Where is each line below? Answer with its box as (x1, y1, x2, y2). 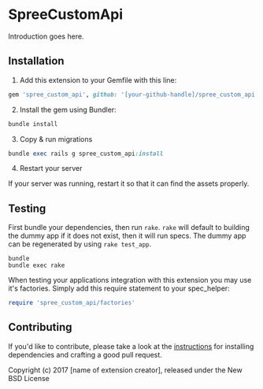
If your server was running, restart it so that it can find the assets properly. (8, 179, 250, 188)
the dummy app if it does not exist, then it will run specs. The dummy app (8, 231, 246, 241)
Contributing (8, 320, 72, 334)
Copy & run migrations (19, 134, 93, 143)
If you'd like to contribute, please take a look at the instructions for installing (8, 341, 254, 351)
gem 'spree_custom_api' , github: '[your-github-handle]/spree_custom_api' (8, 91, 259, 98)
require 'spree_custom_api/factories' (8, 299, 135, 307)
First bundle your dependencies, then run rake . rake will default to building (8, 223, 250, 232)
